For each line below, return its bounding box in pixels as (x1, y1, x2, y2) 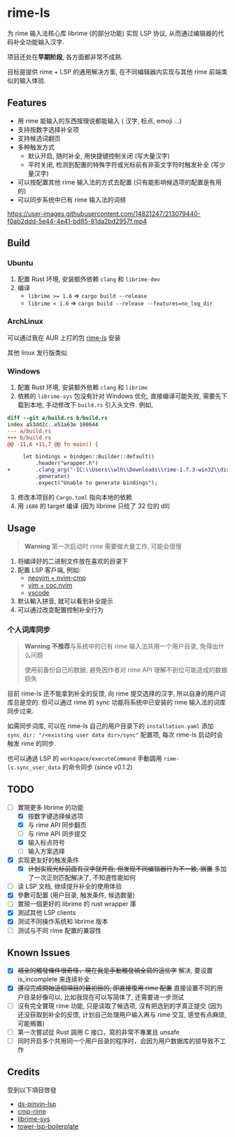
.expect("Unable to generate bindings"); (35, 479, 158, 486)
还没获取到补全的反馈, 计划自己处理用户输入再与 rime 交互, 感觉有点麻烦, (17, 1010, 227, 1019)
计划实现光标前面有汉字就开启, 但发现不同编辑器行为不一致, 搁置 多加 (27, 864, 227, 873)
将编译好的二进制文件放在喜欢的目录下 (17, 557, 128, 565)
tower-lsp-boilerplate (17, 1122, 79, 1130)
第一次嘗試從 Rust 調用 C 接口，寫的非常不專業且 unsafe (17, 1028, 180, 1036)
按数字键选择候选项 (27, 812, 84, 820)
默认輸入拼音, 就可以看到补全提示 (17, 597, 113, 605)
